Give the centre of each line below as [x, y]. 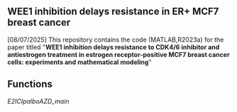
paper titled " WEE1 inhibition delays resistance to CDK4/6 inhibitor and [114, 47]
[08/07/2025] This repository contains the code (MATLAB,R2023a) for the [116, 39]
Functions [30, 84]
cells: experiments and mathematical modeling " [79, 62]
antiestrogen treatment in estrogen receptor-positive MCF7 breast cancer [118, 54]
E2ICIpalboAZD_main [38, 101]
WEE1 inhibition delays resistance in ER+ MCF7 [113, 12]
